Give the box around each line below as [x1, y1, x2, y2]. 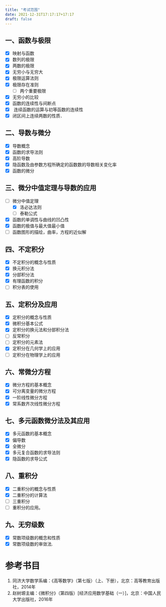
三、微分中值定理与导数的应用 [5, 184, 97, 192]
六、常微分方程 [5, 368, 51, 376]
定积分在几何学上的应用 [12, 345, 60, 351]
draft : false [5, 16, 32, 21]
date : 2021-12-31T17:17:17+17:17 [5, 12, 74, 17]
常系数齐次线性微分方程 [12, 401, 60, 406]
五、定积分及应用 [5, 300, 57, 308]
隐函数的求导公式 [12, 456, 48, 462]
